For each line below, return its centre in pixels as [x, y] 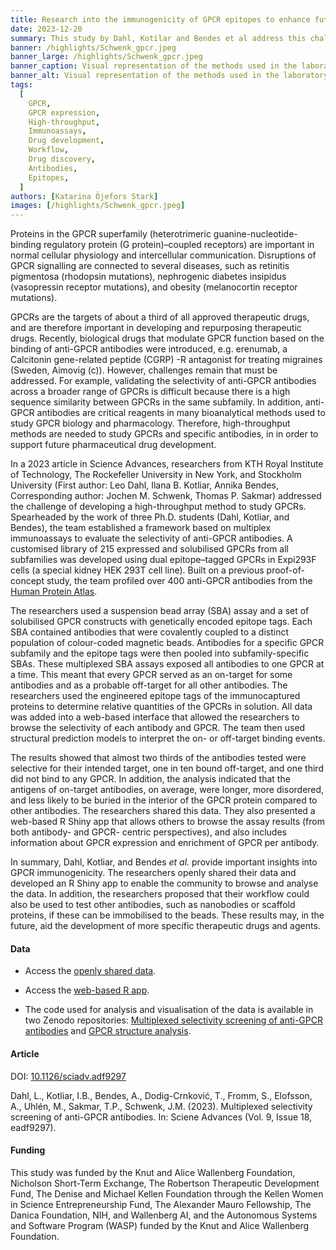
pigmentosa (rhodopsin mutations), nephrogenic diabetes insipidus [148, 277]
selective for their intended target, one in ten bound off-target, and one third [167, 768]
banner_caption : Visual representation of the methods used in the [154, 66]
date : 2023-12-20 [46, 29]
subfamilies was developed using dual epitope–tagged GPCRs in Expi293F [163, 560]
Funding [28, 1150]
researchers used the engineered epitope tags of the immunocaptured [155, 696]
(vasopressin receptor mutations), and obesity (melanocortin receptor [154, 287]
